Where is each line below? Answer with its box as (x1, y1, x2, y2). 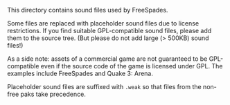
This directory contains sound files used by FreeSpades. (7, 6, 168, 14)
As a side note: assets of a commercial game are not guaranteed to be (7, 55, 208, 63)
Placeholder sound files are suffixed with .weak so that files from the (7, 83, 202, 90)
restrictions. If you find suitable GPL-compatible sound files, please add (7, 27, 212, 35)
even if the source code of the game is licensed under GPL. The (40, 62, 223, 70)
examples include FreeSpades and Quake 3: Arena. (7, 69, 154, 77)
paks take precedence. (20, 90, 87, 98)
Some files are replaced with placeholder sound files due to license (7, 19, 200, 27)
